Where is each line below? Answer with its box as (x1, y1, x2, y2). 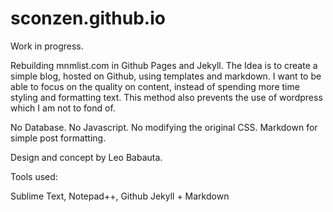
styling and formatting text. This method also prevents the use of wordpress (10, 91, 323, 103)
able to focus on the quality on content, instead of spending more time (10, 80, 300, 92)
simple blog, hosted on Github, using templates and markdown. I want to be (10, 70, 322, 82)
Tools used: (10, 170, 58, 182)
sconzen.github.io (10, 7, 166, 30)
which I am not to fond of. (10, 102, 116, 114)
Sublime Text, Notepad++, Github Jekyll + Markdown (10, 190, 230, 202)
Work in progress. (10, 40, 84, 52)
